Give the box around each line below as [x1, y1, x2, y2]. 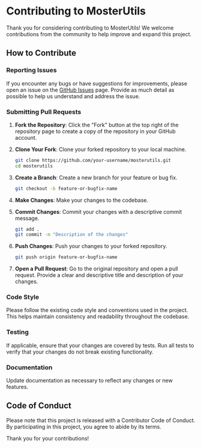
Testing [6, 328, 29, 337]
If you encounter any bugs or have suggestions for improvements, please [6, 79, 188, 87]
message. [14, 214, 40, 222]
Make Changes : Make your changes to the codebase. [14, 196, 149, 204]
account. [14, 134, 37, 141]
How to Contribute [6, 48, 77, 58]
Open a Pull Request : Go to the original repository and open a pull [14, 265, 178, 272]
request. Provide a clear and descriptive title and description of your [14, 272, 184, 279]
